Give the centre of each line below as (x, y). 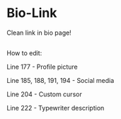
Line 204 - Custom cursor (44, 94)
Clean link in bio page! (39, 33)
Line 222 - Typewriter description (56, 108)
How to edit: (24, 53)
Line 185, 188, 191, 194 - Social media (60, 81)
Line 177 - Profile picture (42, 67)
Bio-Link (32, 13)
